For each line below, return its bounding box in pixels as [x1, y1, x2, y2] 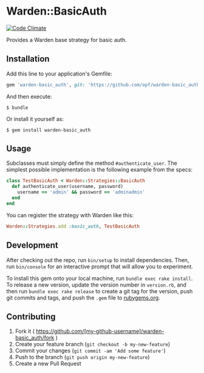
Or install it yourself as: [6, 115, 64, 122]
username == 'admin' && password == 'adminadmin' [17, 189, 146, 195]
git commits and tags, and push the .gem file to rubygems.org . [6, 294, 161, 301]
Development [6, 240, 59, 251]
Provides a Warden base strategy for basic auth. [6, 36, 127, 43]
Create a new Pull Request [15, 360, 82, 368]
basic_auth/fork [15, 334, 55, 341]
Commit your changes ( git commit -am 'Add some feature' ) [15, 347, 166, 354]
